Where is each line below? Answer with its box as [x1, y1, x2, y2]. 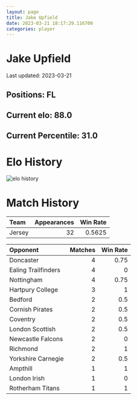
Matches [69, 246, 95, 255]
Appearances [34, 218, 74, 227]
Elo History [6, 155, 63, 168]
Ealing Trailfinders [9, 266, 60, 275]
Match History [6, 196, 80, 210]
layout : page [6, 8, 39, 15]
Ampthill [9, 364, 33, 373]
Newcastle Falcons [9, 335, 63, 343]
